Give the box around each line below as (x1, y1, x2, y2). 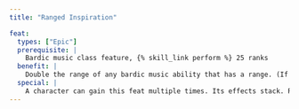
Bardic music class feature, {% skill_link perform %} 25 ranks (25, 54, 269, 63)
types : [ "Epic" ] (17, 37, 77, 46)
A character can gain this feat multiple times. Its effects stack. (25, 86, 285, 96)
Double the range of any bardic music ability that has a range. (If (25, 70, 289, 80)
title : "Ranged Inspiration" (9, 12, 117, 22)
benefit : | (17, 62, 58, 71)
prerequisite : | (17, 45, 77, 54)
